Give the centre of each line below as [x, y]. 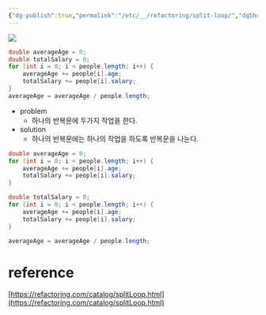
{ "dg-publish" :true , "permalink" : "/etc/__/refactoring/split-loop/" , [123, 15]
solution [32, 129]
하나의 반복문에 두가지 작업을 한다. [84, 120]
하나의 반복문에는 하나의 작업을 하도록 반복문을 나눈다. [115, 138]
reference [41, 272]
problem [33, 111]
